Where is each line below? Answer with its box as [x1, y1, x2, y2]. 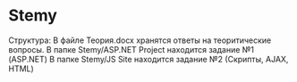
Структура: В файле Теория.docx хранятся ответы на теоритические [8, 35, 272, 45]
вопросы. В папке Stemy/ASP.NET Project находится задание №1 [8, 44, 255, 54]
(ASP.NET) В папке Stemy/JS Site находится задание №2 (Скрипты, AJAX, [8, 53, 289, 64]
